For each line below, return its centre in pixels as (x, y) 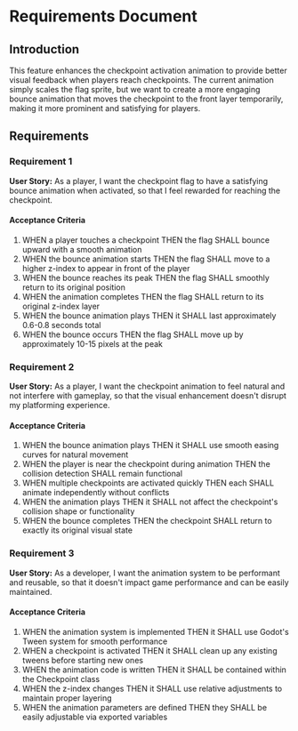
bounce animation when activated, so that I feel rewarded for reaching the (145, 190)
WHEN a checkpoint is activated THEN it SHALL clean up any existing (149, 650)
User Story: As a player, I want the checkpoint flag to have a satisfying (139, 181)
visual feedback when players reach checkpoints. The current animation (141, 80)
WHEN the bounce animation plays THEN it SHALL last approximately (149, 315)
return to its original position (74, 287)
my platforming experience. (60, 406)
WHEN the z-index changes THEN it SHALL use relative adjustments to (152, 688)
